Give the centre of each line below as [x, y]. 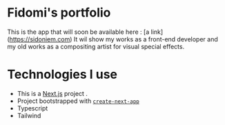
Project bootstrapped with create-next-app [78, 101]
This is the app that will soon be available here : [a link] [85, 32]
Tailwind [29, 115]
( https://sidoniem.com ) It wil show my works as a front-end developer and [113, 39]
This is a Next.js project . [52, 93]
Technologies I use [62, 75]
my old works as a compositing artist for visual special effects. [96, 46]
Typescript [32, 108]
